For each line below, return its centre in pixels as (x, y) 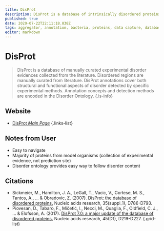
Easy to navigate (29, 150)
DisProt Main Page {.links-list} (42, 123)
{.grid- (149, 219)
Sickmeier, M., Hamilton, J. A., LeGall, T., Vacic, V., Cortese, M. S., (78, 193)
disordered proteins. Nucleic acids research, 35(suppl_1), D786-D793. (82, 203)
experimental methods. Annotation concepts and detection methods (86, 90)
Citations (19, 181)
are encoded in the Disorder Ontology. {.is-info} (65, 96)
